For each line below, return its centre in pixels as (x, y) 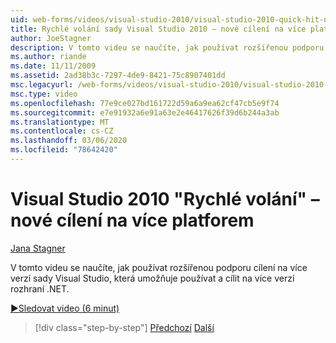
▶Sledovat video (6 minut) (65, 308)
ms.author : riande (48, 57)
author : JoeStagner (51, 38)
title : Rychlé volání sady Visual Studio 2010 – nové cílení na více (158, 29)
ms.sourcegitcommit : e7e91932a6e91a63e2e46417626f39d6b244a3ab (145, 112)
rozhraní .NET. (40, 288)
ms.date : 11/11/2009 (53, 66)
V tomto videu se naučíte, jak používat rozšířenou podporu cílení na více (159, 267)
